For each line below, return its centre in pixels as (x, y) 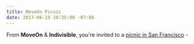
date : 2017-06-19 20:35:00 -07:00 (50, 17)
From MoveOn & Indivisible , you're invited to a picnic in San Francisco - (97, 34)
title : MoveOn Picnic (34, 12)
